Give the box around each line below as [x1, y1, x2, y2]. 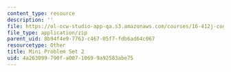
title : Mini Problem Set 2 [7, 49, 85, 56]
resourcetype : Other [7, 42, 67, 49]
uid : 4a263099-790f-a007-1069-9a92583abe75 [7, 55, 134, 62]
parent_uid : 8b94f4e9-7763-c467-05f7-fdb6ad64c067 [7, 36, 155, 43]
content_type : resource [7, 10, 76, 17]
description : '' [7, 16, 54, 23]
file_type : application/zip [7, 29, 88, 36]
